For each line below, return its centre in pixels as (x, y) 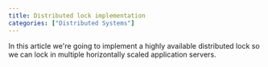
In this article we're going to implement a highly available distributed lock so (134, 45)
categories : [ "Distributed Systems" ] (72, 23)
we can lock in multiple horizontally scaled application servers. (112, 54)
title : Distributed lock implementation (77, 16)
